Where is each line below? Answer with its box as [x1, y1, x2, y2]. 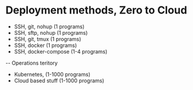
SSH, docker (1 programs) [14, 42, 77, 49]
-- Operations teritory [5, 59, 58, 66]
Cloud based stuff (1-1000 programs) [14, 77, 104, 84]
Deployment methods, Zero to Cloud [5, 4, 187, 17]
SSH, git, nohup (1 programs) [14, 23, 85, 30]
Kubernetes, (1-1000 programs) [14, 71, 91, 78]
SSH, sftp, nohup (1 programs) [14, 29, 88, 36]
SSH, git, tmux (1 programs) [14, 35, 81, 42]
